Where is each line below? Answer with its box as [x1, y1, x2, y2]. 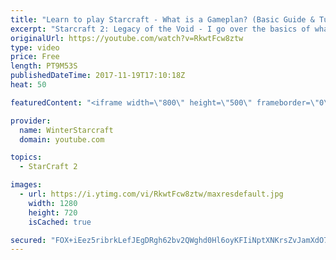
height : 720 [28, 207, 78, 218]
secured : [10, 235, 47, 245]
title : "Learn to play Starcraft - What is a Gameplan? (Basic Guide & [10, 14, 315, 25]
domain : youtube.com [19, 134, 105, 145]
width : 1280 [28, 198, 78, 208]
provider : [10, 116, 52, 126]
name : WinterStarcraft [19, 125, 114, 135]
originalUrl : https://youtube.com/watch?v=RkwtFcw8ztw [10, 33, 244, 43]
